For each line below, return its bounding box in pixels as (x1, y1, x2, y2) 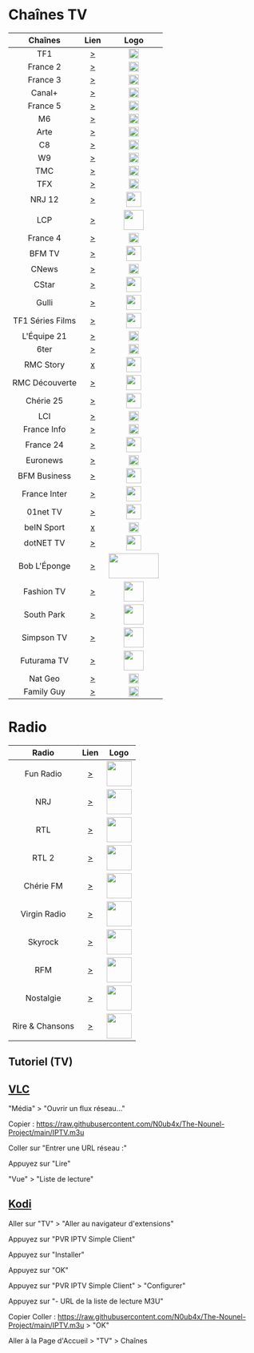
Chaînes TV (8, 6, 88, 24)
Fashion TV (22, 586, 66, 597)
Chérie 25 (25, 395, 64, 406)
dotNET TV (23, 537, 65, 548)
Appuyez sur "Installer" (8, 1250, 85, 1259)
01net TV (26, 506, 62, 517)
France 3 (27, 74, 62, 85)
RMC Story (23, 359, 65, 370)
